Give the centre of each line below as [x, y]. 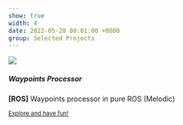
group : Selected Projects [51, 38]
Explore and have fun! [39, 114]
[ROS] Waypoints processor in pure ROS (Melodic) [92, 99]
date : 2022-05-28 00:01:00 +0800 [64, 30]
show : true [26, 16]
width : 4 [23, 23]
